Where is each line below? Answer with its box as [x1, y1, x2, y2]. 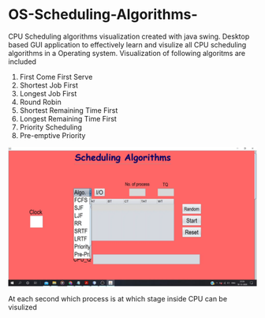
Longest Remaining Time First [19, 114, 117, 123]
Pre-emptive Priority [19, 130, 86, 140]
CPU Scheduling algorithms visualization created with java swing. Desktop [8, 32, 250, 41]
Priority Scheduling [19, 122, 83, 132]
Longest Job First [19, 88, 77, 98]
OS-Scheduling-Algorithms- [8, 6, 199, 24]
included [8, 57, 37, 66]
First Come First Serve [19, 72, 93, 81]
